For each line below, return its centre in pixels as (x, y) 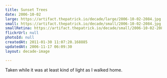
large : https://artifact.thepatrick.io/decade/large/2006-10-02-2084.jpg (83, 19)
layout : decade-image (28, 51)
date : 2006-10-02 (23, 14)
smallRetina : (19, 28)
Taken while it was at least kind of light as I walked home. (64, 70)
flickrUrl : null (22, 33)
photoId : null (20, 38)
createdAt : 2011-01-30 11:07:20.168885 (46, 42)
